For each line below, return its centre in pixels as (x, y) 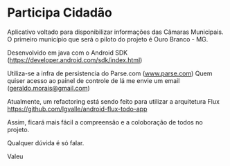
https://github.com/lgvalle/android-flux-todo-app (77, 109)
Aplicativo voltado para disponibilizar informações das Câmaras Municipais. (115, 32)
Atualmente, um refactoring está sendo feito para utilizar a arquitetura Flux (114, 101)
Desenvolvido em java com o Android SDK (68, 53)
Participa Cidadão (60, 13)
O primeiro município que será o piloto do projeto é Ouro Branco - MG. (108, 39)
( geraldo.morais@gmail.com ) (48, 88)
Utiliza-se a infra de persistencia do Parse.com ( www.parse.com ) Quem (110, 73)
